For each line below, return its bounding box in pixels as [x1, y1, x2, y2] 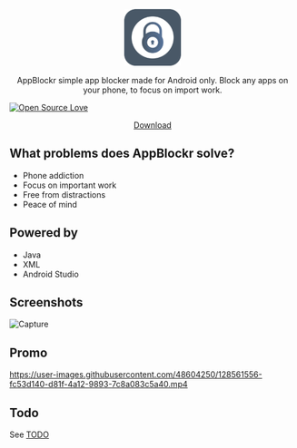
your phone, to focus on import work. [83, 84, 223, 95]
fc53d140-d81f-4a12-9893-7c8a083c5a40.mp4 [9, 379, 188, 390]
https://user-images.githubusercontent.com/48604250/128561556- [9, 369, 262, 380]
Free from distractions [22, 189, 106, 200]
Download [133, 120, 173, 131]
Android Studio [22, 268, 79, 279]
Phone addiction [22, 170, 84, 180]
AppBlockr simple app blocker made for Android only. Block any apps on [16, 75, 289, 85]
